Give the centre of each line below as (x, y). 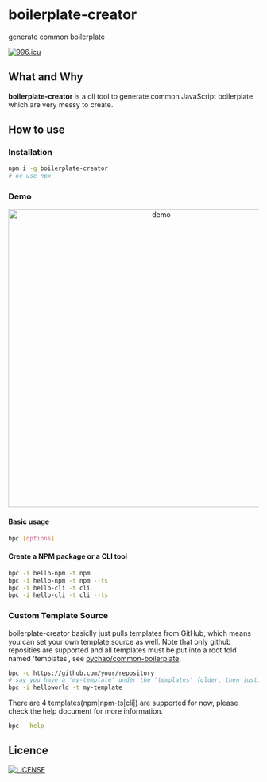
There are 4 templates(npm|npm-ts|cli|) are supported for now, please (123, 703)
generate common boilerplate (57, 37)
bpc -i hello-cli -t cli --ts (58, 595)
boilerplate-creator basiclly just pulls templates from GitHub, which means (130, 633)
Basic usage (29, 521)
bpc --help (26, 726)
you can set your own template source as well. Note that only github (120, 641)
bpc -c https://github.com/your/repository (81, 673)
